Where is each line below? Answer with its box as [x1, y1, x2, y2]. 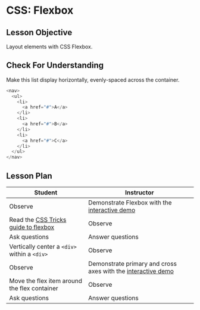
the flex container [9, 284, 58, 292]
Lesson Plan [6, 170, 52, 181]
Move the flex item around [9, 277, 82, 285]
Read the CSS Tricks [9, 216, 67, 224]
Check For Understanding [6, 60, 104, 70]
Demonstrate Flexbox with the [88, 199, 172, 206]
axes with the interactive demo [88, 267, 174, 275]
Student [34, 188, 58, 197]
